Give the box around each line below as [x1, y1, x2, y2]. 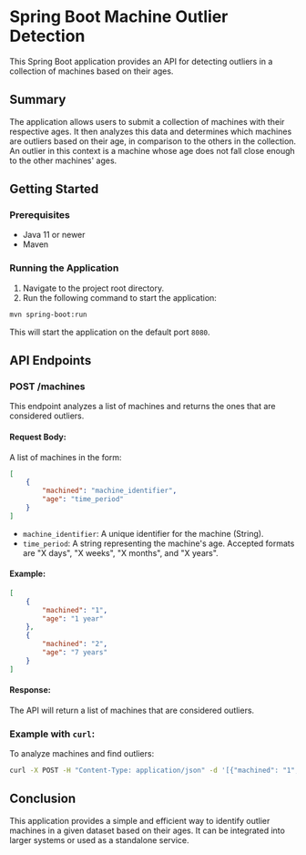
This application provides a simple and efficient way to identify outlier [9, 815, 270, 826]
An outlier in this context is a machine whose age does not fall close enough [9, 145, 296, 156]
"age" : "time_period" [42, 495, 125, 504]
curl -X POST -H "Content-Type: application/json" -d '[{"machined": [9, 766, 280, 776]
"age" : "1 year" [42, 613, 104, 623]
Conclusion [9, 791, 76, 807]
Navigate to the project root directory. [22, 283, 165, 294]
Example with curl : [9, 727, 96, 740]
